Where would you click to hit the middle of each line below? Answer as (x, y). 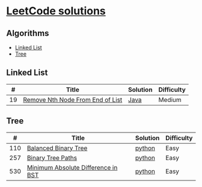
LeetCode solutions (56, 11)
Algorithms (28, 33)
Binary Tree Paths (52, 158)
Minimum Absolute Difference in (72, 167)
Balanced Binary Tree (57, 148)
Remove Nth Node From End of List (73, 99)
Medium (170, 99)
